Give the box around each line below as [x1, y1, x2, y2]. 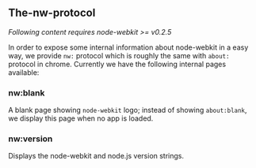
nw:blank [8, 87, 45, 98]
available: [8, 67, 40, 77]
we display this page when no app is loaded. [8, 114, 154, 123]
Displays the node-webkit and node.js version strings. [8, 151, 185, 161]
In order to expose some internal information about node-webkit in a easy [8, 43, 249, 52]
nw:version [8, 133, 53, 144]
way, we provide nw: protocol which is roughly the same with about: [8, 50, 230, 60]
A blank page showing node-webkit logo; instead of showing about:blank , [8, 106, 247, 115]
